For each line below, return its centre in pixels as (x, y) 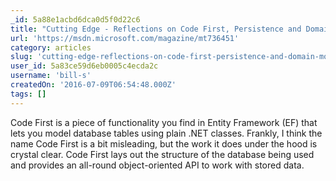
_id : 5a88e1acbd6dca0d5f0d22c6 (75, 19)
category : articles (51, 47)
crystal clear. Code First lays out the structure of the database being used (162, 154)
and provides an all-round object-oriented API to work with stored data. (157, 165)
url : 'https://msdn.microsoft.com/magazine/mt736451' (125, 38)
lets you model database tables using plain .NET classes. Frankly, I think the (166, 133)
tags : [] (28, 94)
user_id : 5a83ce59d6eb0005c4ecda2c (84, 66)
